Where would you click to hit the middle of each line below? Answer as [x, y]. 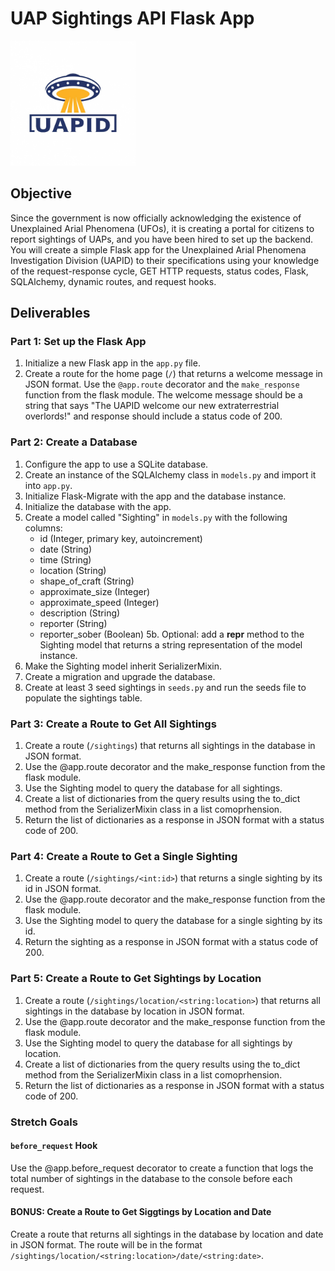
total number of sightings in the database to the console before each [151, 1178]
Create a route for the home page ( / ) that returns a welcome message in [173, 374]
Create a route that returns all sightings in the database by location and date [167, 1234]
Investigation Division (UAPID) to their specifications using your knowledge [165, 260]
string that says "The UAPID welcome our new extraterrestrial [152, 406]
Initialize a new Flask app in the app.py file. [112, 363]
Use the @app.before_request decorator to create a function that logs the [162, 1168]
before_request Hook [54, 1146]
